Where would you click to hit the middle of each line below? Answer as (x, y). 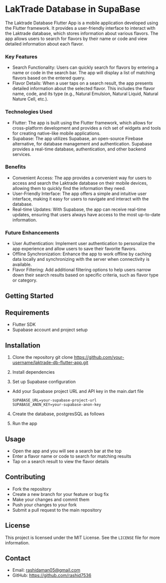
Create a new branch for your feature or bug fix (61, 494)
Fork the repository (32, 489)
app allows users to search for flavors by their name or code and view (76, 39)
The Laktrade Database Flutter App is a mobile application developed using (82, 23)
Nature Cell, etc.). (30, 99)
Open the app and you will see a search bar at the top (67, 451)
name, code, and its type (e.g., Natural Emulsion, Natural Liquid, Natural (85, 94)
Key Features (21, 56)
